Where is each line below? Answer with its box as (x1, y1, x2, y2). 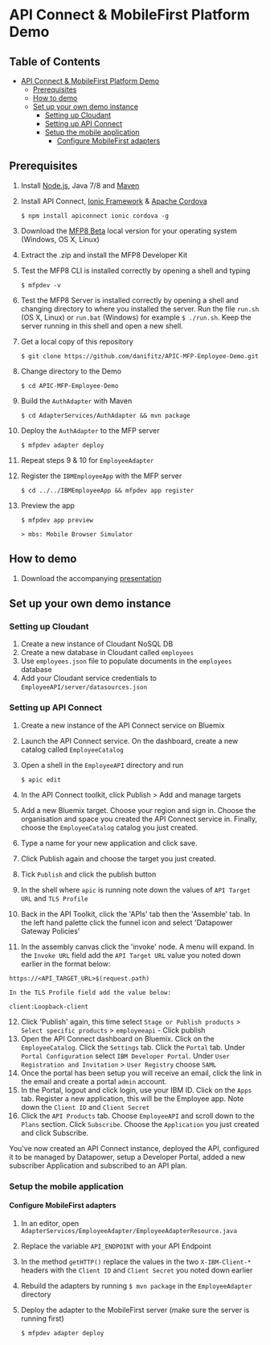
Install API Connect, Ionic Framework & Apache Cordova (20, 196, 207, 206)
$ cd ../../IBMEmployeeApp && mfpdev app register (20, 486, 194, 494)
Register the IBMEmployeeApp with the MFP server (20, 471, 182, 481)
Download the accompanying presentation (20, 573, 162, 583)
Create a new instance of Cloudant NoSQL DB (20, 639, 174, 649)
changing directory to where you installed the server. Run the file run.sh (20, 303, 260, 313)
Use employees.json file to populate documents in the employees (20, 656, 232, 666)
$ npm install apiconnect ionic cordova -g (20, 212, 170, 220)
